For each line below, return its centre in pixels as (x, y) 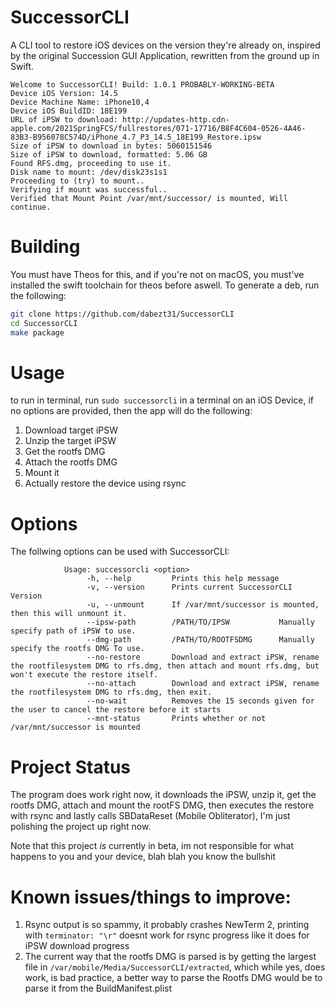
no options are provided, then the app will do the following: (131, 411)
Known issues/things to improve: (151, 897)
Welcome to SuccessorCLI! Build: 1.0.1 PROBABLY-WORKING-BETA (142, 84)
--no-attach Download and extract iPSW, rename (203, 684)
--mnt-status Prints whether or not (176, 719)
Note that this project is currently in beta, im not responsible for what (152, 846)
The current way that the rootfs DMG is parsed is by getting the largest (170, 957)
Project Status (71, 767)
